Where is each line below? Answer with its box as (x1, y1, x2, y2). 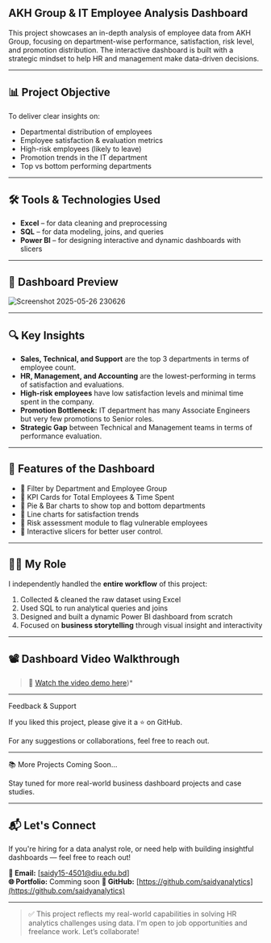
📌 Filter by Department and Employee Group (19, 484, 168, 493)
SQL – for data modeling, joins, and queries (19, 227, 164, 237)
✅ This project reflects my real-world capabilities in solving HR (27, 909, 237, 919)
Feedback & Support (8, 701, 77, 710)
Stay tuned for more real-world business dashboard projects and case (8, 778, 242, 788)
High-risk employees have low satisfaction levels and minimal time (19, 388, 244, 398)
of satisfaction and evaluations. (19, 379, 125, 390)
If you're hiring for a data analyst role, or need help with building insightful (8, 844, 254, 854)
